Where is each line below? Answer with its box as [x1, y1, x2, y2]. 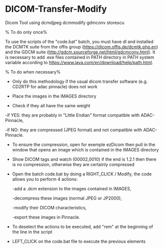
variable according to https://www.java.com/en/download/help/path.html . [5, 59, 153, 65]
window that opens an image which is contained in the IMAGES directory [12, 147, 159, 152]
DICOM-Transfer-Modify [5, 3, 107, 15]
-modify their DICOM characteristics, [12, 204, 87, 210]
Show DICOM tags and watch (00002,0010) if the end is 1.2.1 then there [12, 156, 157, 162]
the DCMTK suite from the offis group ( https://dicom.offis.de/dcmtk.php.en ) [5, 44, 158, 50]
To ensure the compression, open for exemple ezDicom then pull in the [12, 141, 156, 148]
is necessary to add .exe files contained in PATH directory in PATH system [5, 54, 154, 60]
